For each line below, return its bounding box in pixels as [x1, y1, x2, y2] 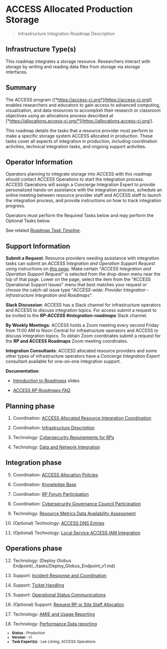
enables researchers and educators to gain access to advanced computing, [5, 102, 161, 108]
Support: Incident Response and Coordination [12, 572, 107, 578]
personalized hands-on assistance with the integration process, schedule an [5, 187, 162, 193]
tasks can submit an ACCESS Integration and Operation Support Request [5, 260, 156, 266]
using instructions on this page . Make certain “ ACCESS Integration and [5, 266, 151, 272]
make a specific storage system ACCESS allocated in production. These [5, 133, 153, 139]
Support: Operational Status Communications [12, 592, 106, 598]
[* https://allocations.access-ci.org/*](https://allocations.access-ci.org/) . [5, 118, 154, 124]
